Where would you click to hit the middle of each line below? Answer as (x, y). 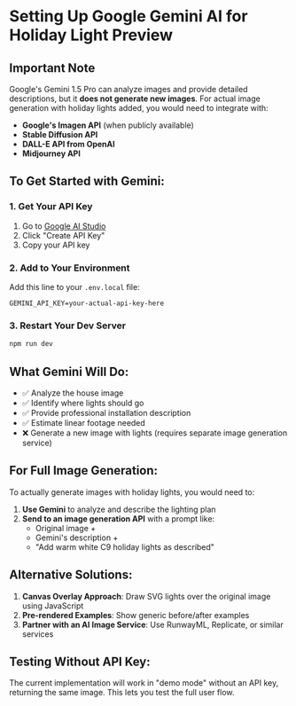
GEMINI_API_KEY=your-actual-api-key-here (87, 303)
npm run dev (31, 344)
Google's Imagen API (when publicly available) (108, 125)
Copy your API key (56, 245)
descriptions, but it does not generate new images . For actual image (135, 98)
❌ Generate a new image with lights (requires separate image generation (155, 433)
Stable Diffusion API (60, 134)
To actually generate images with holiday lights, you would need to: (132, 492)
